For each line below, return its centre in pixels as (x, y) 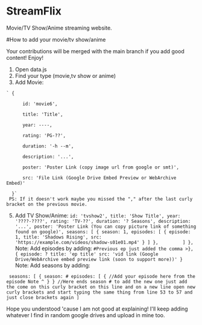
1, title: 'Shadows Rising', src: (58, 237)
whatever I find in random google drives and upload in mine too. (86, 315)
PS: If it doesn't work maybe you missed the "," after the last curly (101, 199)
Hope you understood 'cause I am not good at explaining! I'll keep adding (97, 309)
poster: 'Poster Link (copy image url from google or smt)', (101, 167)
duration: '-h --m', (48, 146)
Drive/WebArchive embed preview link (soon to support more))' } (99, 259)
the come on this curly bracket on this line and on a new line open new (101, 287)
